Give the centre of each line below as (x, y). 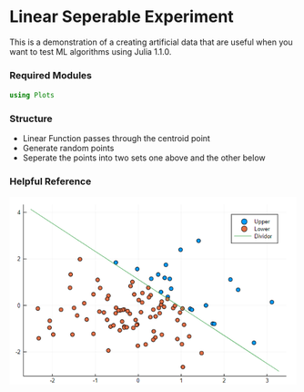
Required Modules (51, 75)
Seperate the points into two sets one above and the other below (144, 158)
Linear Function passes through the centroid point (117, 139)
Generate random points (68, 149)
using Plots (32, 96)
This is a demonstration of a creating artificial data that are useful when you (151, 42)
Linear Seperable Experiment (122, 17)
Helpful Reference (51, 181)
